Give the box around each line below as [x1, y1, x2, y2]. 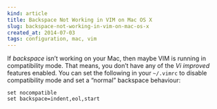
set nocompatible [7, 90, 57, 97]
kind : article [7, 10, 48, 17]
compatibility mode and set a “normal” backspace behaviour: [7, 76, 181, 84]
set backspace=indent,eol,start [7, 95, 100, 103]
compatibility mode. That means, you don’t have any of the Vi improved [7, 62, 210, 70]
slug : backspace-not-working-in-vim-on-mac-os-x [7, 23, 149, 29]
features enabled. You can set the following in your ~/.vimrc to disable [7, 69, 207, 77]
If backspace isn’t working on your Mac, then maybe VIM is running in [7, 54, 207, 62]
